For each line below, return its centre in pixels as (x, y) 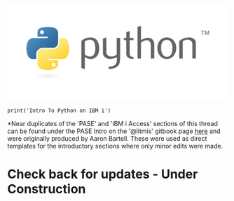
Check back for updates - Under (103, 174)
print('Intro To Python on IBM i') (59, 111)
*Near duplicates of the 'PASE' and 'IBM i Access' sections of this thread (113, 124)
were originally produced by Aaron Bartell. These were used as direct (107, 139)
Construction (47, 189)
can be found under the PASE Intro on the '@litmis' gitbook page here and (114, 131)
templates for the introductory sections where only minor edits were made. (115, 146)
